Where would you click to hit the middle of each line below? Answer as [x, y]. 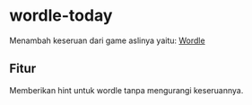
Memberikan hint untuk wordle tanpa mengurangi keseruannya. [126, 90]
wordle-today [61, 16]
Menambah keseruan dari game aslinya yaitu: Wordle [107, 40]
